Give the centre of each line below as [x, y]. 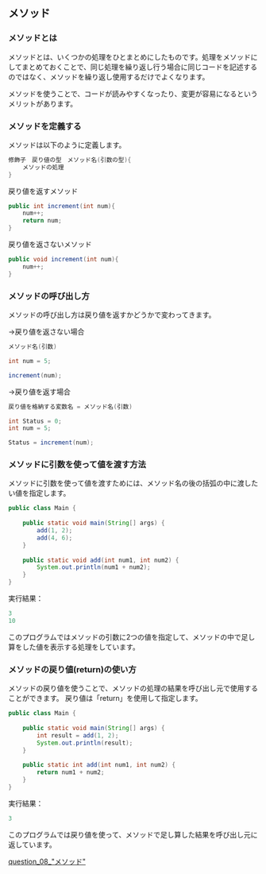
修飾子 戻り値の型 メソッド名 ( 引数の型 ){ [70, 160]
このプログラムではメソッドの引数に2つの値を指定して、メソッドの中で [125, 636]
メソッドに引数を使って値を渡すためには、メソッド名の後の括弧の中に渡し [130, 483]
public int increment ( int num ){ [62, 206]
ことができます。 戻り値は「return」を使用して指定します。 [105, 698]
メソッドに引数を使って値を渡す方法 [77, 465]
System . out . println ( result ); [85, 743]
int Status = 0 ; [35, 421]
